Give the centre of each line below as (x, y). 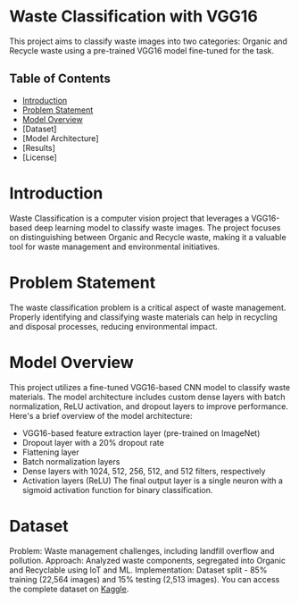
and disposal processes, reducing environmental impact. (113, 326)
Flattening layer (51, 452)
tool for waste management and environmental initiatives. (115, 247)
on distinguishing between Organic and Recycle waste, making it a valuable (148, 237)
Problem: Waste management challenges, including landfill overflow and (142, 550)
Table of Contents (60, 79)
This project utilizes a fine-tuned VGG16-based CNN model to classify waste (150, 387)
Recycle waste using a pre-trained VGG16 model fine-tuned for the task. (142, 50)
